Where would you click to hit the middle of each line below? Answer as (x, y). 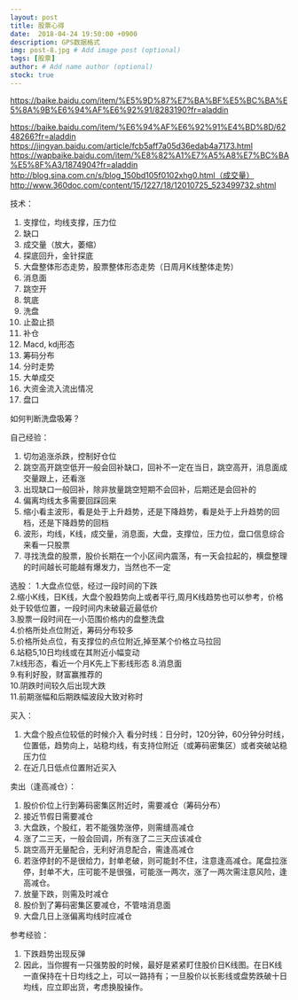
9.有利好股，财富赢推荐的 (56, 674)
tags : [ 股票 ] (33, 59)
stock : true (32, 75)
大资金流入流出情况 (58, 388)
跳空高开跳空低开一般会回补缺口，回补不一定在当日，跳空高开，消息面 (151, 467)
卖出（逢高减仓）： (43, 786)
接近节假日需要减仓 (58, 816)
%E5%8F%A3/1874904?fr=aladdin (74, 164)
